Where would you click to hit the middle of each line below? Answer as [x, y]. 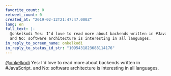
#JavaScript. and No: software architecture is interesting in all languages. [82, 68]
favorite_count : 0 [25, 10]
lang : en [15, 24]
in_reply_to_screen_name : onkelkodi [44, 43]
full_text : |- [20, 29]
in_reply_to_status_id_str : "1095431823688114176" [60, 48]
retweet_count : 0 [24, 15]
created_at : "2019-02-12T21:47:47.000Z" [49, 19]
